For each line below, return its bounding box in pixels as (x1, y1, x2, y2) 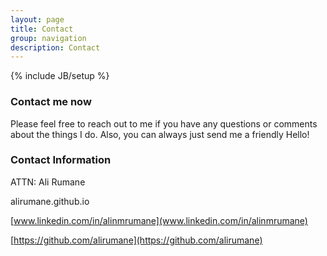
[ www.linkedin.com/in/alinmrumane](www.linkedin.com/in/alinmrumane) (10, 214, 308, 226)
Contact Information (10, 153, 112, 167)
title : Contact (10, 24, 74, 34)
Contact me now (10, 95, 92, 109)
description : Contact (10, 42, 101, 53)
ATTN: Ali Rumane (10, 176, 86, 188)
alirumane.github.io (10, 195, 90, 207)
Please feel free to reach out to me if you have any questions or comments (10, 117, 318, 130)
